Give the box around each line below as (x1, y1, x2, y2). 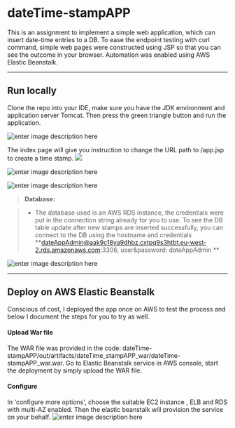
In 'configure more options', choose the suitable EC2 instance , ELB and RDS (7, 398, 228, 406)
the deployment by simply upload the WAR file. (7, 366, 142, 375)
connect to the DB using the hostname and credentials (34, 230, 192, 239)
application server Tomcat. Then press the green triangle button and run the (7, 111, 227, 119)
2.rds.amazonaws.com (34, 246, 101, 254)
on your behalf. (7, 413, 51, 421)
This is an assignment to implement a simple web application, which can (7, 28, 215, 36)
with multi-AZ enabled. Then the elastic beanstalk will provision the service (7, 405, 224, 413)
